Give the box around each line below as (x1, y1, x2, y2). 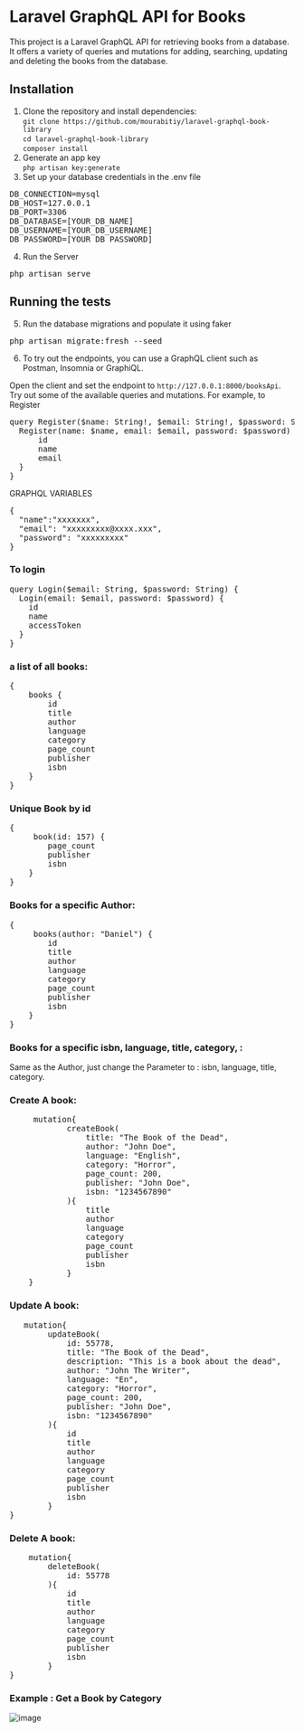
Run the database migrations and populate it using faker (22, 318, 233, 329)
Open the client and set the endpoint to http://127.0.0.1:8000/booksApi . (9, 380, 281, 391)
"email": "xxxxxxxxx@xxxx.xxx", (18, 523, 163, 534)
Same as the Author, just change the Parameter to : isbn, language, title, (9, 1062, 278, 1073)
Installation (9, 81, 74, 97)
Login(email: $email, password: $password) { (18, 592, 224, 603)
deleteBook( (47, 1561, 101, 1571)
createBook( (66, 1123, 119, 1134)
